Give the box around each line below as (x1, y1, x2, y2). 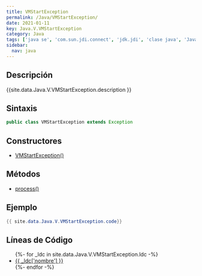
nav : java (11, 48, 36, 54)
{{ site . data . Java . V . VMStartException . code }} (6, 218, 122, 224)
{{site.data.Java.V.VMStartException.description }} (6, 86, 132, 93)
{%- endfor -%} (14, 263, 55, 271)
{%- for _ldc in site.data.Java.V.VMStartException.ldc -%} (14, 251, 158, 258)
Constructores (6, 136, 62, 146)
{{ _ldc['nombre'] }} (14, 257, 64, 265)
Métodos (6, 169, 41, 179)
